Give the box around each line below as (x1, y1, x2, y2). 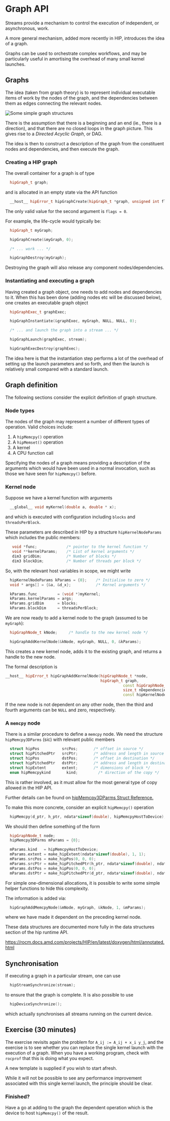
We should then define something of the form (5, 823, 100, 829)
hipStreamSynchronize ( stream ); (10, 983, 76, 988)
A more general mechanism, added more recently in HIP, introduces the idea (5, 35, 165, 41)
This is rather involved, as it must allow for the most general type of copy (5, 779, 158, 785)
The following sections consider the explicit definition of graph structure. (5, 394, 157, 400)
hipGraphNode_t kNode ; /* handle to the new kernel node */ (10, 630, 148, 635)
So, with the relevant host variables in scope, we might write (5, 568, 131, 574)
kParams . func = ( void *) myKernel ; (10, 591, 101, 597)
